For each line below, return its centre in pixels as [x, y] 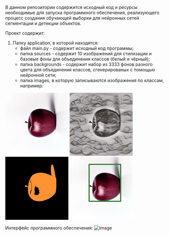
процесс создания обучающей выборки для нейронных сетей [72, 18]
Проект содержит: [25, 33]
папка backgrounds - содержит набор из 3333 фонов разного [86, 64]
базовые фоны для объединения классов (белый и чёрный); [85, 59]
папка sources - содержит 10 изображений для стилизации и [86, 53]
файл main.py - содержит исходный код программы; [77, 48]
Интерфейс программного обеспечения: [49, 228]
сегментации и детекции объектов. [43, 23]
